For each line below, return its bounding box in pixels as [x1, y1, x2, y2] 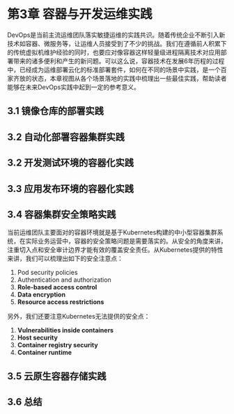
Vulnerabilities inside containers [17, 326, 114, 335]
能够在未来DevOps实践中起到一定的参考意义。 [7, 83, 141, 91]
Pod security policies [17, 269, 78, 277]
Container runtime [17, 349, 72, 357]
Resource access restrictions [17, 298, 104, 306]
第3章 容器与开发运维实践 [7, 6, 153, 22]
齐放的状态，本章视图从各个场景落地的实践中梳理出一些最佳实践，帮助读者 [13, 74, 227, 82]
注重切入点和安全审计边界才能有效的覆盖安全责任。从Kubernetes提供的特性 [7, 246, 224, 254]
